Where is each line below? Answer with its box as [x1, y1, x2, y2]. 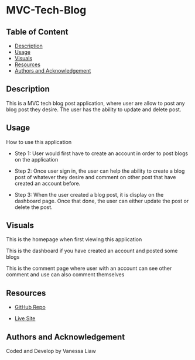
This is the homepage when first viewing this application [6, 236, 142, 243]
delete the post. [14, 203, 53, 211]
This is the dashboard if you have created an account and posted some [6, 247, 178, 255]
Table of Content [6, 27, 69, 37]
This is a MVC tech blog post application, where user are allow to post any [6, 100, 186, 107]
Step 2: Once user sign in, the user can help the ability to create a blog [14, 167, 185, 174]
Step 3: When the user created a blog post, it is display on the [14, 191, 164, 198]
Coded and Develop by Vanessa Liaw [6, 348, 97, 355]
